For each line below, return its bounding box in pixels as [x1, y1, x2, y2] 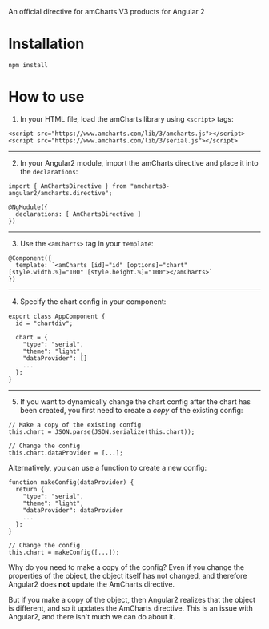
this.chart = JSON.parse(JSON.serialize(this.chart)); [8, 427, 195, 435]
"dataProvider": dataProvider [22, 506, 124, 515]
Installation [8, 35, 85, 53]
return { [15, 485, 45, 493]
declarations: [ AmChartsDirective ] [15, 210, 142, 218]
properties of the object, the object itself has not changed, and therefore [8, 571, 247, 580]
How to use [8, 88, 85, 106]
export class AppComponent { [8, 312, 106, 320]
